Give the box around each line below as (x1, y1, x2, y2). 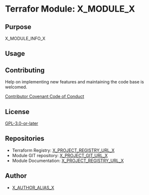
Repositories (5, 134, 45, 143)
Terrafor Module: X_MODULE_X (5, 3, 135, 15)
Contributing (5, 66, 45, 74)
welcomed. (5, 84, 28, 90)
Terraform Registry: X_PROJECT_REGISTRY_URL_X (12, 147, 115, 153)
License (5, 108, 30, 116)
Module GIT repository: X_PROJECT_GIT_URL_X (12, 152, 108, 158)
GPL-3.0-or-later (5, 120, 38, 127)
